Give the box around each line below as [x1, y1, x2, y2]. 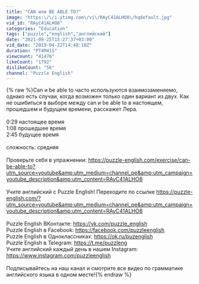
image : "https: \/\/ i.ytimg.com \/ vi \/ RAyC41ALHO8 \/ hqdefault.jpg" [6, 14, 172, 20]
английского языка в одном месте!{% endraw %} [6, 271, 132, 279]
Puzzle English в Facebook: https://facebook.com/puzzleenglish [6, 226, 165, 234]
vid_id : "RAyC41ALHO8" [6, 20, 63, 26]
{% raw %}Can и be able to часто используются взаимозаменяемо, [6, 86, 178, 93]
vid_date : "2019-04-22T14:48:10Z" [6, 43, 93, 49]
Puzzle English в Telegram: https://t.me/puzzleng [6, 239, 127, 246]
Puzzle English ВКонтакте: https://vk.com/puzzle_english [6, 220, 148, 228]
